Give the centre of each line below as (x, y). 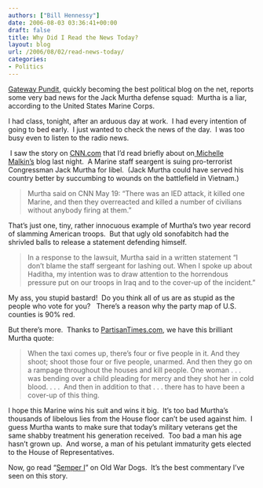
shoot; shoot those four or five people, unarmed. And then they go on (140, 361)
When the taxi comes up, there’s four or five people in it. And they (133, 353)
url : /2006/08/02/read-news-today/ (66, 52)
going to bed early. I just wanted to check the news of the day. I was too (126, 129)
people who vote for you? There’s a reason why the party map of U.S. (122, 306)
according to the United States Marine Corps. (82, 105)
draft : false (29, 30)
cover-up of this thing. (63, 395)
